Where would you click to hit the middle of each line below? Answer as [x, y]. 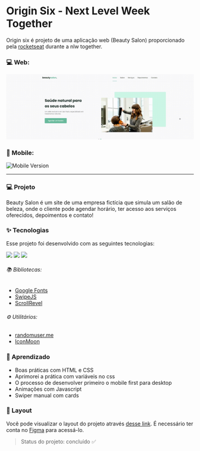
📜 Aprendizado [28, 357]
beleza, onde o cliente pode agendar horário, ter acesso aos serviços [91, 209]
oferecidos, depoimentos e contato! [50, 215]
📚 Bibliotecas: [24, 270]
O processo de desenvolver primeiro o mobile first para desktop [93, 382]
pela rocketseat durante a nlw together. [54, 46]
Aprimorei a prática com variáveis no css [65, 376]
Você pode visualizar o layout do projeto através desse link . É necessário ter [100, 424]
